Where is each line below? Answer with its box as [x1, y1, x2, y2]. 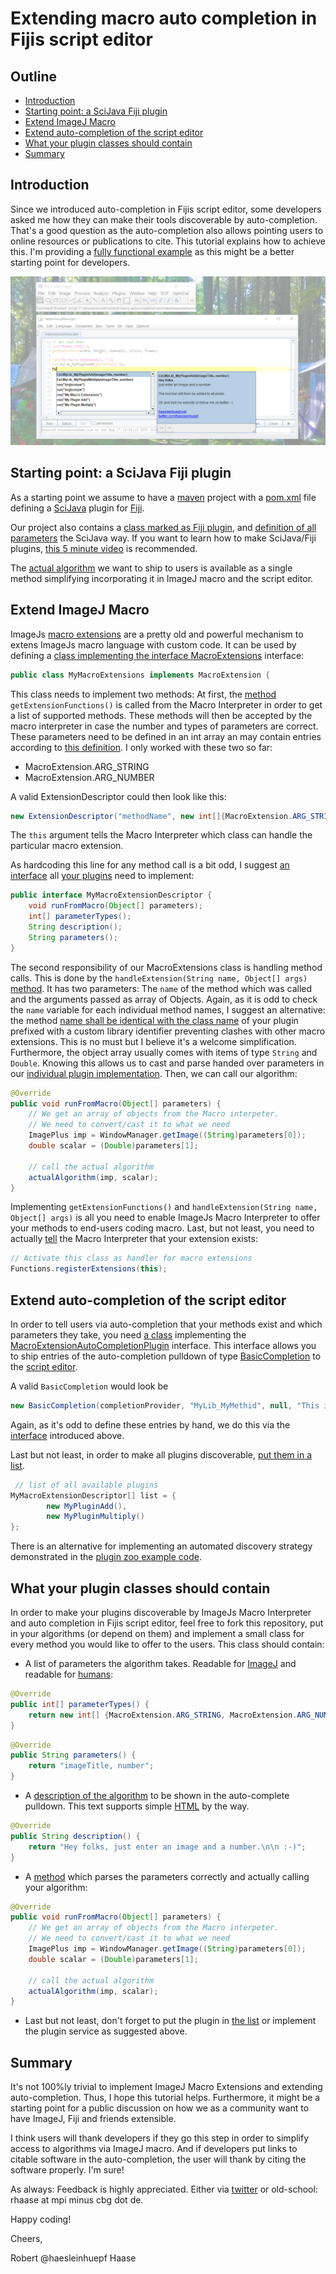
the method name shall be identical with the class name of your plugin [10, 1014, 299, 1026]
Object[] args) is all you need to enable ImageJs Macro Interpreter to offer [10, 1212, 321, 1224]
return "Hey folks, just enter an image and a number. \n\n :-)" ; [28, 1842, 307, 1852]
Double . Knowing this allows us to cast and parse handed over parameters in [10, 1057, 325, 1069]
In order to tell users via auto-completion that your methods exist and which [10, 1318, 323, 1330]
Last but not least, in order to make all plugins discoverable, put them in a [10, 1448, 312, 1461]
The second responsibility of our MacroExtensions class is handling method [10, 961, 323, 973]
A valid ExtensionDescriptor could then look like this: [10, 790, 227, 802]
